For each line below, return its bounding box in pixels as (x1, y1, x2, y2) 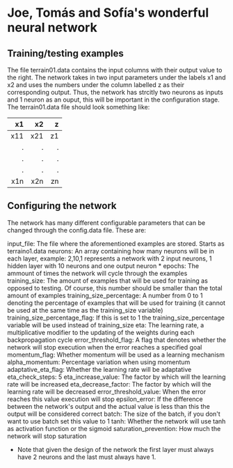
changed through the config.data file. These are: (7, 226, 146, 234)
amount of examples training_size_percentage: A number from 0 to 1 (7, 291, 203, 299)
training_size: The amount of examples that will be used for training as (7, 276, 209, 285)
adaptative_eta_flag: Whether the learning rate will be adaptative (7, 365, 192, 373)
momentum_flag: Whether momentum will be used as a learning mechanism (7, 350, 225, 359)
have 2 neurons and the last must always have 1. (17, 453, 156, 461)
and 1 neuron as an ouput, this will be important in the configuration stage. (7, 95, 220, 104)
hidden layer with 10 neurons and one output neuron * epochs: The (7, 261, 200, 270)
